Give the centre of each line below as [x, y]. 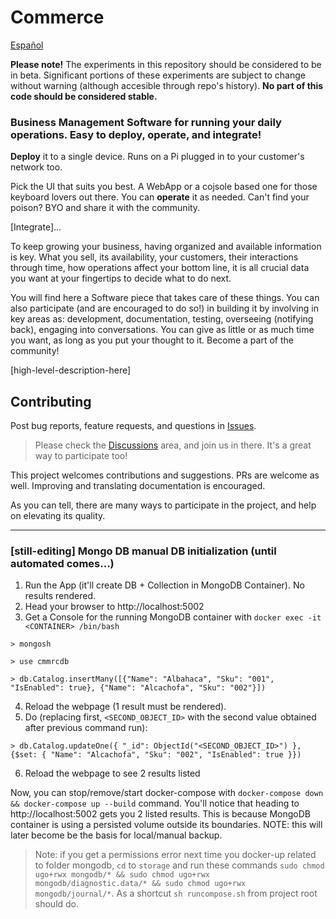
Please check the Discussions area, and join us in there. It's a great [173, 445]
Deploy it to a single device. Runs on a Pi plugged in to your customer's [157, 157]
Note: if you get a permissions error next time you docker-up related [175, 855]
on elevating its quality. [58, 516]
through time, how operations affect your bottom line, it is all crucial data [160, 268]
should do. [57, 904]
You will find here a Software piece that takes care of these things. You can [165, 298]
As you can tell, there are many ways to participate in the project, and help [163, 505]
